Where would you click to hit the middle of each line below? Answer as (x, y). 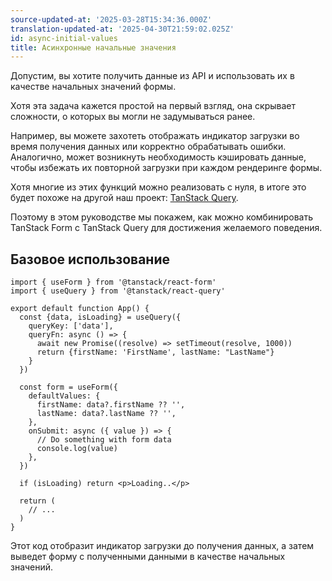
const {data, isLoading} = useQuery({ (100, 317)
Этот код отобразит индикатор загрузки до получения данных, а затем (162, 546)
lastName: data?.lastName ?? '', (106, 414)
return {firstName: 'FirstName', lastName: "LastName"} (155, 352)
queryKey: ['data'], (71, 326)
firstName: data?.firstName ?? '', (111, 405)
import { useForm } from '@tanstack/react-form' (113, 282)
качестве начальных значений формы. (93, 87)
